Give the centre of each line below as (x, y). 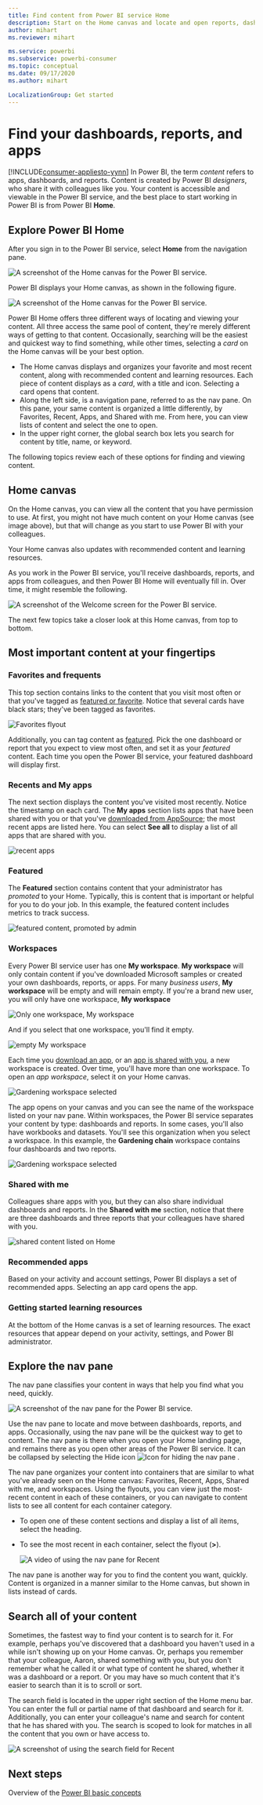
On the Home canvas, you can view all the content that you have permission (131, 509)
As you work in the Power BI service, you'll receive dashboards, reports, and (131, 573)
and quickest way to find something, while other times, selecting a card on (128, 343)
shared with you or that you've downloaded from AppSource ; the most (122, 819)
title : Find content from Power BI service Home (89, 15)
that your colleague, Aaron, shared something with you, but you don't (120, 1661)
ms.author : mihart (38, 80)
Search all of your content (72, 1616)
